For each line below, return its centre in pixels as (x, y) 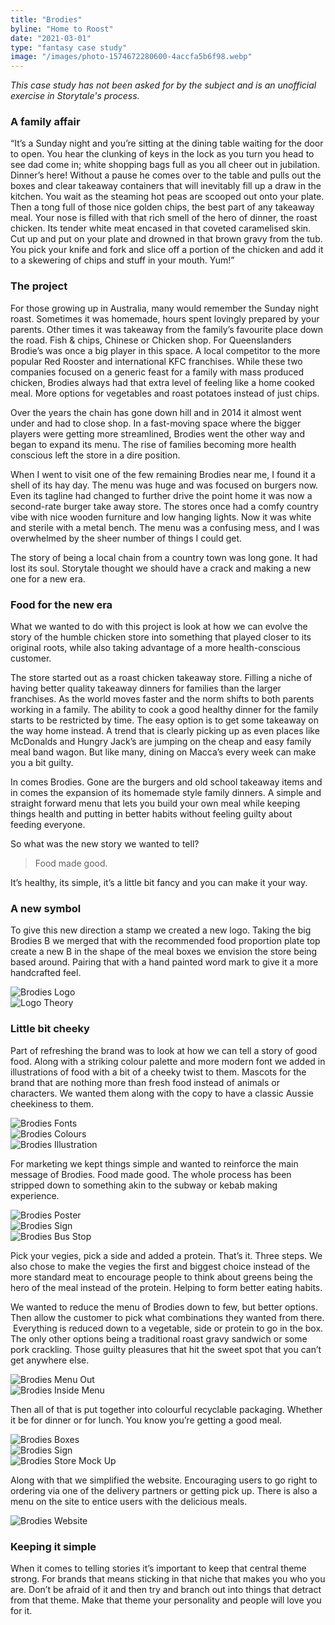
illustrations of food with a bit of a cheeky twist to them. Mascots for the (158, 1072)
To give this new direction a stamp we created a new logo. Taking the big (161, 930)
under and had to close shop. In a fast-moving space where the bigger (156, 423)
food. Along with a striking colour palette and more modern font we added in (168, 1061)
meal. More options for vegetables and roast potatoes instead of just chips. (165, 393)
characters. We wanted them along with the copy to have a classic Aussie (162, 1093)
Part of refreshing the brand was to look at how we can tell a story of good (164, 1050)
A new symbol (46, 908)
